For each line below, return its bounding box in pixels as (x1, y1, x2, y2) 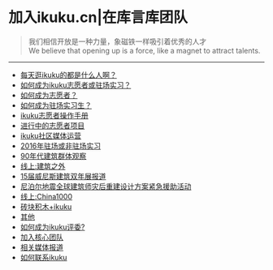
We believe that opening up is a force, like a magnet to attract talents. (28, 45, 261, 55)
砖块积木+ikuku (19, 201, 72, 212)
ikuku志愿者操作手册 (19, 110, 89, 120)
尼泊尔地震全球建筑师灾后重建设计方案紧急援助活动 (19, 181, 192, 191)
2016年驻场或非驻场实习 (19, 140, 102, 151)
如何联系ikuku (19, 252, 67, 262)
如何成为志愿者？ (19, 90, 78, 100)
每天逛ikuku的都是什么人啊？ (19, 70, 118, 79)
